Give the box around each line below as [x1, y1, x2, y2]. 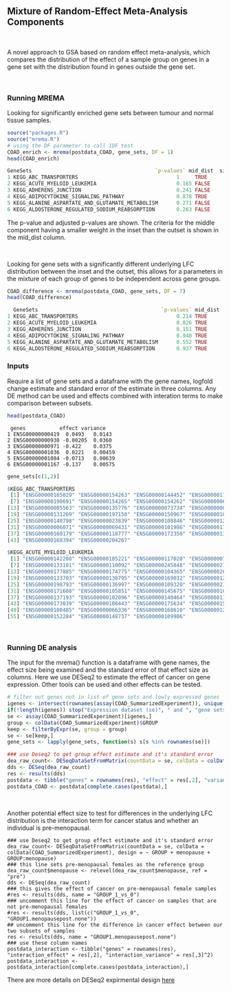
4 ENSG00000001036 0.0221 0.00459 [7, 449, 115, 456]
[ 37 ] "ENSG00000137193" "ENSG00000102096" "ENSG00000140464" [7, 594, 186, 601]
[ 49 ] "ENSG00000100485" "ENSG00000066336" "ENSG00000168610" [7, 606, 186, 614]
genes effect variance [10, 425, 107, 431]
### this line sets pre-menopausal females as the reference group [7, 861, 205, 868]
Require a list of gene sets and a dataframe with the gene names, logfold [7, 377, 213, 385]
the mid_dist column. [7, 233, 67, 241]
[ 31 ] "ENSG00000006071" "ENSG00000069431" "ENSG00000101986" [7, 524, 186, 531]
